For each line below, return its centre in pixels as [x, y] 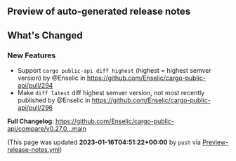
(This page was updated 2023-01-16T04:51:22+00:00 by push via [104, 142]
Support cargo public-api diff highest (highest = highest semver [114, 71]
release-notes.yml [33, 150]
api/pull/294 [35, 85]
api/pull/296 [35, 108]
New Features [32, 55]
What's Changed [45, 35]
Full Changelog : [31, 121]
